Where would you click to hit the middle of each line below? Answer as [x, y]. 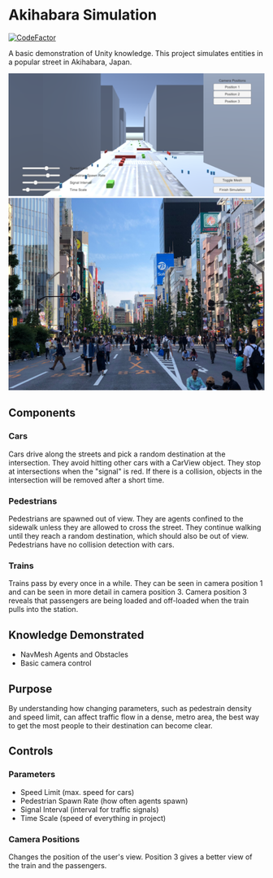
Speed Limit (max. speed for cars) [77, 792]
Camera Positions [44, 839]
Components [42, 413]
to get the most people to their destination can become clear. [110, 725]
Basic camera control [56, 663]
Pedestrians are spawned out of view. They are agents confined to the [126, 519]
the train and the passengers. [58, 865]
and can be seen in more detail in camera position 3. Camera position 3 [128, 592]
